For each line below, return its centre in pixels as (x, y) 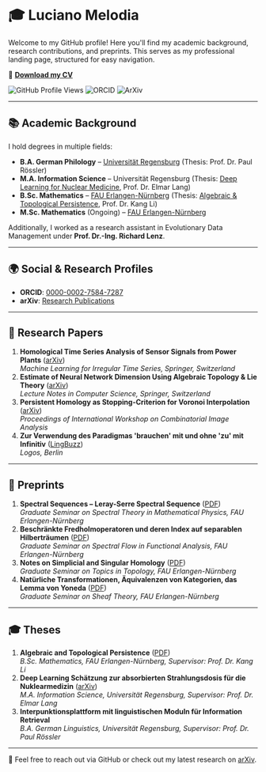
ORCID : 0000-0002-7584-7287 (72, 292)
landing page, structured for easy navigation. (82, 59)
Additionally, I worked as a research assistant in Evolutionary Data (116, 227)
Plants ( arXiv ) (42, 360)
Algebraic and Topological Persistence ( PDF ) (95, 653)
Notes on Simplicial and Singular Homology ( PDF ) (103, 563)
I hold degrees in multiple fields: (61, 146)
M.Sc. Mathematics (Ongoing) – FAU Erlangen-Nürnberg (113, 212)
